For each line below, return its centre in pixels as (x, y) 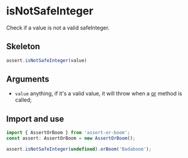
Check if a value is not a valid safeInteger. (58, 28)
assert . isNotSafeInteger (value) (47, 60)
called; (23, 100)
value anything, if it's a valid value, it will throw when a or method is (99, 94)
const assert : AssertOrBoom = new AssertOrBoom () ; (71, 138)
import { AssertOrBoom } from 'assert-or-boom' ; (68, 133)
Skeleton (23, 47)
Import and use (35, 119)
